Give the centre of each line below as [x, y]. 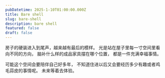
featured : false [22, 28]
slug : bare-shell [23, 19]
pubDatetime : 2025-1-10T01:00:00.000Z [46, 10]
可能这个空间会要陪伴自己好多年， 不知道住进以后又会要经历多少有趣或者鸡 [83, 64]
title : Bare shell [24, 14]
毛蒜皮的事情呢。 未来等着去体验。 [41, 71]
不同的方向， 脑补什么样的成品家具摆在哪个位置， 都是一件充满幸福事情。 [85, 54]
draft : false [19, 33]
